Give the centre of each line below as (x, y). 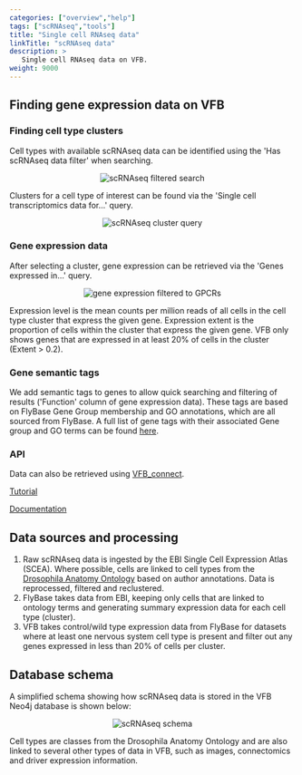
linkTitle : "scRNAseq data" (63, 43)
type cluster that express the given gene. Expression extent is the (132, 320)
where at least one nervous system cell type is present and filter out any (157, 636)
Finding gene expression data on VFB (117, 105)
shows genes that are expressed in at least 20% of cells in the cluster (139, 339)
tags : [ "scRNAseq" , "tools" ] (63, 26)
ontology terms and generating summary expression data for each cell (154, 607)
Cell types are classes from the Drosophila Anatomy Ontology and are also (149, 741)
